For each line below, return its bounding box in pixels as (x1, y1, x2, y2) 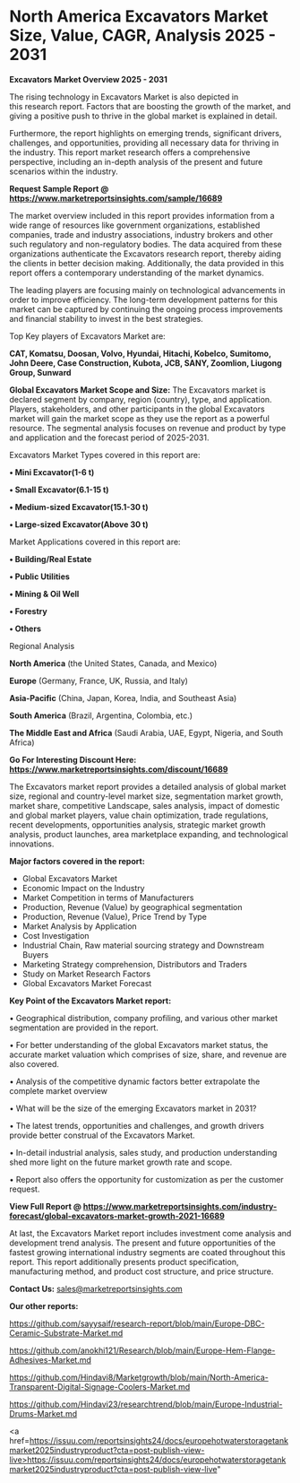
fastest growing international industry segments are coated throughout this (9, 1246, 287, 1257)
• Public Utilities (9, 571, 70, 582)
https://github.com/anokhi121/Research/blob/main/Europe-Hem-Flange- (9, 1345, 276, 1356)
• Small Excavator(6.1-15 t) (9, 484, 109, 495)
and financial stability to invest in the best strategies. (9, 313, 203, 324)
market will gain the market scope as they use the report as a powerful (9, 412, 270, 423)
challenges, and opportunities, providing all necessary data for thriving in (9, 137, 279, 148)
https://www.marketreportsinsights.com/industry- (82, 1201, 278, 1211)
